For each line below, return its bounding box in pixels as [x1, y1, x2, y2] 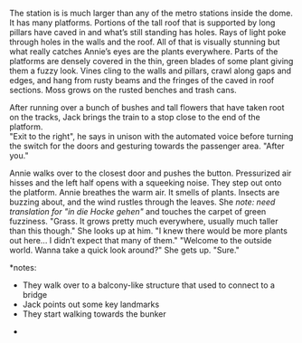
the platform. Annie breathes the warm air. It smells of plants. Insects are [9, 187, 280, 197]
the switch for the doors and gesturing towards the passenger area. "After [9, 140, 285, 151]
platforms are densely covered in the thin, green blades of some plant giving [9, 56, 294, 66]
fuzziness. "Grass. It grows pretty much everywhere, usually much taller [9, 216, 278, 226]
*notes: [9, 262, 37, 272]
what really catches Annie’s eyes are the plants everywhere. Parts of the [9, 46, 278, 57]
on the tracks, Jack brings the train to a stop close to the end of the [9, 112, 260, 122]
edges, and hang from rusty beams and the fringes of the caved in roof [9, 75, 275, 85]
